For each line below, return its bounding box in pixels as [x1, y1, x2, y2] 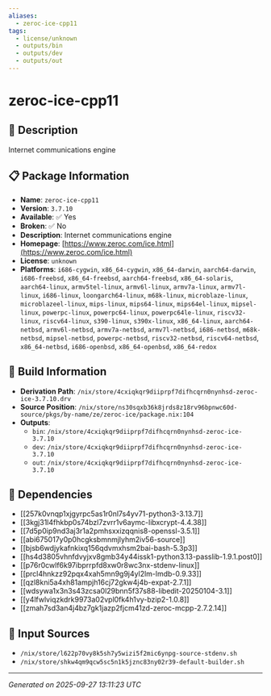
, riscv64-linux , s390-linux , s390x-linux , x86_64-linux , [38, 315, 223, 325]
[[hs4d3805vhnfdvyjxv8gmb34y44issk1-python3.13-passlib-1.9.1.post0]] [19, 552, 263, 561]
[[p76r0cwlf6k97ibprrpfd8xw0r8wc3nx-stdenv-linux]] [19, 561, 200, 570]
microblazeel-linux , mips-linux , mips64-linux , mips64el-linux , [19, 298, 230, 308]
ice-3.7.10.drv [19, 394, 72, 403]
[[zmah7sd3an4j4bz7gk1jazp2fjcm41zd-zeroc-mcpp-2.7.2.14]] [19, 603, 227, 613]
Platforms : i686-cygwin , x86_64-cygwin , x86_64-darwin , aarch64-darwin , [19, 264, 256, 274]
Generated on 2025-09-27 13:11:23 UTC [8, 680, 141, 690]
